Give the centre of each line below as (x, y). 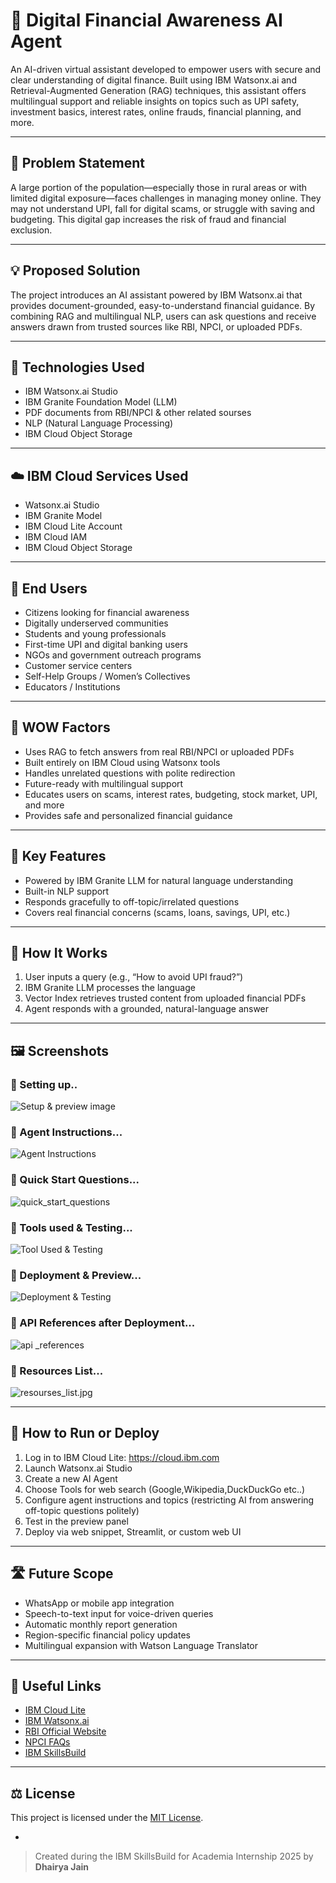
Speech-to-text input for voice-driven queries (119, 1613)
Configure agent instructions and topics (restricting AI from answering (169, 1500)
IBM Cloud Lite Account (73, 526)
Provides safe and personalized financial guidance (128, 815)
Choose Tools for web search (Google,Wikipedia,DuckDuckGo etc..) (165, 1489)
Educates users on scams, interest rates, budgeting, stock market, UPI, (171, 794)
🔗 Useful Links (56, 1685)
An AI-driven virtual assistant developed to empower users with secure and (166, 69)
